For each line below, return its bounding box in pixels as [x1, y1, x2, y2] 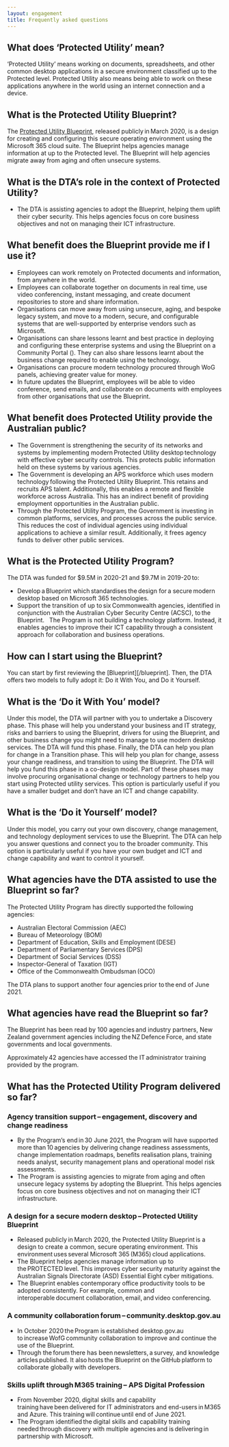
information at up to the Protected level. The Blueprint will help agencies [7, 149, 211, 158]
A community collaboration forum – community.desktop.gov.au [7, 1311, 221, 1320]
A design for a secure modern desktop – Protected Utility [7, 1211, 198, 1221]
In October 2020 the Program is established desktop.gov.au [16, 1326, 184, 1335]
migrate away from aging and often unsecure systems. [7, 156, 161, 165]
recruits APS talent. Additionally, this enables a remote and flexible [16, 485, 204, 493]
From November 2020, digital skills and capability [16, 1396, 156, 1404]
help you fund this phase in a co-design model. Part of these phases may [7, 765, 214, 773]
